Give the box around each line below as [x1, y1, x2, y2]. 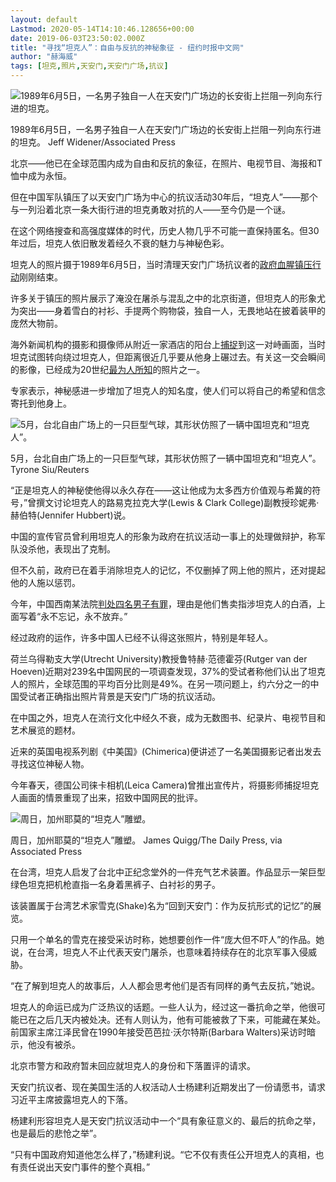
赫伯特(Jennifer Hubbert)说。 [10, 509, 132, 521]
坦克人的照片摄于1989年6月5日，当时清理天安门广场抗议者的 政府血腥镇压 [10, 259, 313, 270]
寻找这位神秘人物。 [10, 758, 90, 770]
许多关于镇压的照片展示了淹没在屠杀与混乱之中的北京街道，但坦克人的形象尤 [10, 292, 326, 304]
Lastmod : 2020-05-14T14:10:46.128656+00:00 [10, 24, 195, 34]
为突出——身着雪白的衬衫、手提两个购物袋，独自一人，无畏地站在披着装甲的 [10, 305, 326, 316]
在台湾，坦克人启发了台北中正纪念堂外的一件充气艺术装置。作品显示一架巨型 [10, 866, 326, 878]
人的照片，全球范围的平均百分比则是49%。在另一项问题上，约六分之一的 [10, 678, 311, 690]
